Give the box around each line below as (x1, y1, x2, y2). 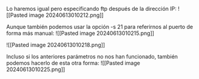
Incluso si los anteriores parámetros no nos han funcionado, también (6, 53, 178, 60)
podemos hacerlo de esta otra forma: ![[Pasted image (6, 60, 141, 66)
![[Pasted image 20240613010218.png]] (6, 42, 105, 48)
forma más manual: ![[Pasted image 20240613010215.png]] (6, 30, 155, 37)
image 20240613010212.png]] (29, 11, 104, 19)
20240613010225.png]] (6, 66, 66, 73)
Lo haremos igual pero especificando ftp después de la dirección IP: (6, 5, 177, 12)
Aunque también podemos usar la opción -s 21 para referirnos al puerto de (6, 24, 194, 30)
